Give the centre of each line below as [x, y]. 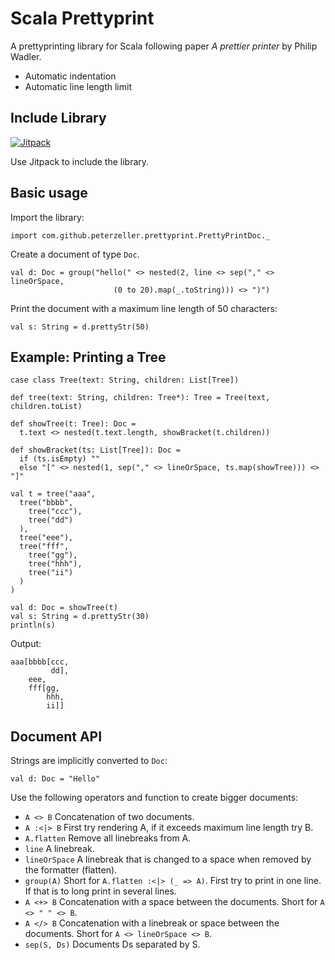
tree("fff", [44, 547]
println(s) [33, 625]
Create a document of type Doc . [75, 254]
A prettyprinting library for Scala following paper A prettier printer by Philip [164, 46]
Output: [26, 644]
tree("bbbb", [46, 503]
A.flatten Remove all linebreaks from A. [108, 838]
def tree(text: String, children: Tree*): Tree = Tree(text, [140, 398]
